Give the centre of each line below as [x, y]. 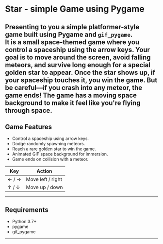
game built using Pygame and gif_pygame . [69, 34]
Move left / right [44, 179]
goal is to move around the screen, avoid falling [78, 57]
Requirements [27, 210]
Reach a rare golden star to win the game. [54, 149]
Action [44, 171]
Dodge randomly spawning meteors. [49, 144]
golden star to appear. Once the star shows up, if [80, 72]
